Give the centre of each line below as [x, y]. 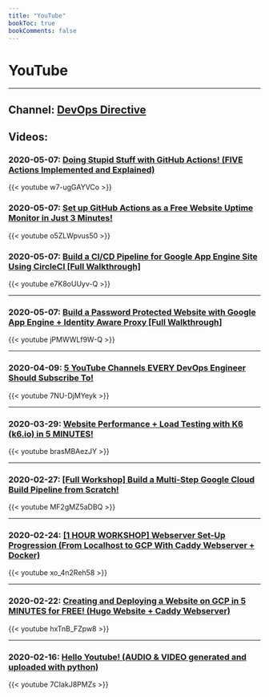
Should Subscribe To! [51, 378]
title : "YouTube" [37, 16]
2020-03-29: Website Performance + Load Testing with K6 [126, 423]
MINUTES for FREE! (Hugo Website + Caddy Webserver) [119, 611]
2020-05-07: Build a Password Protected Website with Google [132, 312]
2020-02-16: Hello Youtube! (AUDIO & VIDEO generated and [127, 657]
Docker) [24, 556]
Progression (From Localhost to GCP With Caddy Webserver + [132, 545]
